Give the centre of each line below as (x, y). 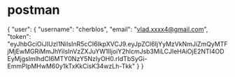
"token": (19, 36)
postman (34, 10)
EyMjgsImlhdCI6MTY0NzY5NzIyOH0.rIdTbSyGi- (77, 58)
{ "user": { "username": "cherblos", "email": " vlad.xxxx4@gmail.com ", (108, 29)
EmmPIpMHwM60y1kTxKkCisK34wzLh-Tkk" (71, 66)
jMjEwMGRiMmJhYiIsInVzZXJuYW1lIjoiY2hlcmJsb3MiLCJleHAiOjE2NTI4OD (116, 51)
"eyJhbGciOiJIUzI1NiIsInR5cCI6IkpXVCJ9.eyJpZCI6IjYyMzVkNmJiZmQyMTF (117, 44)
